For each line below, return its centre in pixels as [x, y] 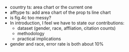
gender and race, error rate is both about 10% [57, 44]
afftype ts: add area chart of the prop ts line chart [60, 12]
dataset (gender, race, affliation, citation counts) [66, 28]
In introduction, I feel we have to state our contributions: [67, 23]
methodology [31, 33]
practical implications [39, 39]
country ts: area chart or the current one [51, 7]
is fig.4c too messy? [31, 18]
